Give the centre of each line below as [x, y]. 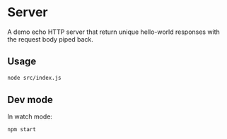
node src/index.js [34, 78]
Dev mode [30, 100]
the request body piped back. [50, 39]
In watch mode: [30, 116]
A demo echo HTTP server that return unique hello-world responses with [114, 32]
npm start [22, 130]
